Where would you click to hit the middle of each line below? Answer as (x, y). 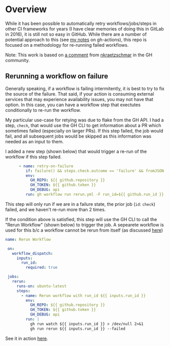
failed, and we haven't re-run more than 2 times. (56, 209)
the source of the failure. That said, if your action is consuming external (80, 94)
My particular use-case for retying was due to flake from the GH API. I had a (84, 120)
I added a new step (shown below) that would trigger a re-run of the (76, 151)
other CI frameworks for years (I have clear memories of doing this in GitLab (85, 28)
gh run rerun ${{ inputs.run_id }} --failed (78, 329)
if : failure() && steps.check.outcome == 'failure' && (84, 171)
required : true (41, 268)
